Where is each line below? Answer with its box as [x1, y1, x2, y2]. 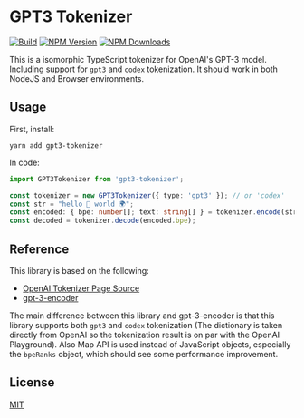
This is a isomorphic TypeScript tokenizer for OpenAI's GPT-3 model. [9, 53, 267, 64]
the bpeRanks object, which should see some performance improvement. [9, 348, 279, 359]
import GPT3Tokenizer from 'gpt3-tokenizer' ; [9, 174, 184, 183]
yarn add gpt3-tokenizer [9, 141, 103, 151]
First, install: [9, 123, 55, 134]
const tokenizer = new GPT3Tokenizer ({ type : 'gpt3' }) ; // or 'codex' [9, 190, 285, 200]
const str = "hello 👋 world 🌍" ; [9, 199, 134, 209]
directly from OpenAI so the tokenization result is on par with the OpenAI [9, 329, 280, 340]
